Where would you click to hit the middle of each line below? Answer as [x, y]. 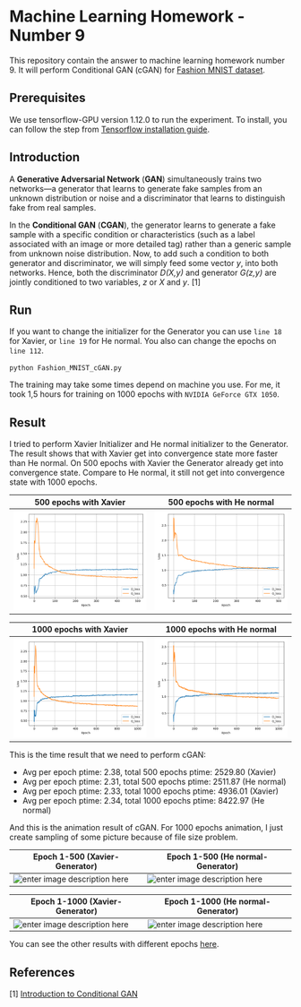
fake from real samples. [53, 207]
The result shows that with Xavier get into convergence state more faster [144, 453]
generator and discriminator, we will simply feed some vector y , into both [144, 263]
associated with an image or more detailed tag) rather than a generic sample [150, 244]
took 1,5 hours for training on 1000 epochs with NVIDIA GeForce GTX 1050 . [144, 394]
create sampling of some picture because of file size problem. [124, 837]
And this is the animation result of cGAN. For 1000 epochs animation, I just [146, 827]
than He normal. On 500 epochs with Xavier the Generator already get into [146, 463]
